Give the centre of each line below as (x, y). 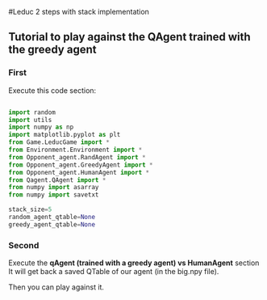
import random (32, 112)
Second (24, 245)
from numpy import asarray (54, 188)
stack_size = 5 (30, 209)
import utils (30, 120)
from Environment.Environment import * (75, 150)
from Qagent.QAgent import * (57, 180)
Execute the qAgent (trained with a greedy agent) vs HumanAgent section (134, 263)
